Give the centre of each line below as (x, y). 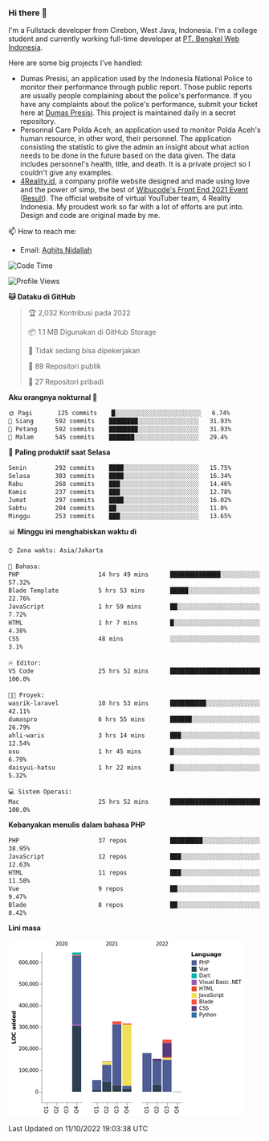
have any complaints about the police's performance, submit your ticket (139, 105)
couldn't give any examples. (66, 173)
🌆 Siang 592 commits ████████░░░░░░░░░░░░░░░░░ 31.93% (120, 422)
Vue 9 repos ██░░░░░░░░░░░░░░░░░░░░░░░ (134, 889)
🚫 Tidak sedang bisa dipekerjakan (84, 351)
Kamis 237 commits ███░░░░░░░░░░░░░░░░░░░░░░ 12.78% (120, 492)
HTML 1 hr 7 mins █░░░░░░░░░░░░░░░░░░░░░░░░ (134, 623)
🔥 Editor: (25, 663)
